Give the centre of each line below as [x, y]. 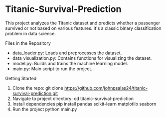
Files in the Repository [28, 43]
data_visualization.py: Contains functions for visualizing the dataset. [82, 58]
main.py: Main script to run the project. [52, 69]
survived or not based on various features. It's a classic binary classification [83, 28]
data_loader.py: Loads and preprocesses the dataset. [67, 53]
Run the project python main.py [45, 109]
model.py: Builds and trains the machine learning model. [70, 63]
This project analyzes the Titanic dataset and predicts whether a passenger [83, 23]
